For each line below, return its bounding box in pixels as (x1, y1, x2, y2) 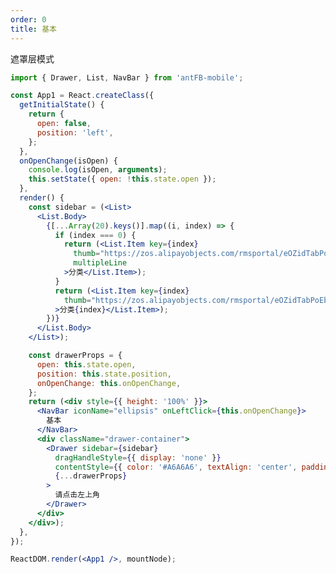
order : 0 (10, 14, 47, 25)
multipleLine (73, 258, 128, 268)
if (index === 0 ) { (54, 230, 137, 240)
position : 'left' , (36, 127, 114, 138)
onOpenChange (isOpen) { (19, 156, 118, 166)
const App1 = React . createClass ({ (10, 91, 155, 101)
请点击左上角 (54, 490, 100, 500)
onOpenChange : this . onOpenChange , (36, 378, 182, 388)
